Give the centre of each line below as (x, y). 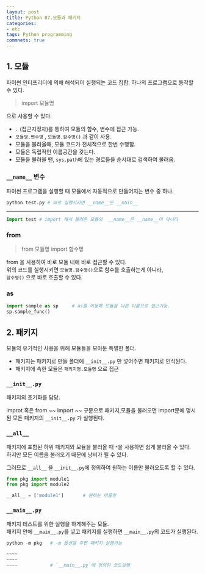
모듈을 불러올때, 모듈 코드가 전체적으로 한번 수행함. (75, 144)
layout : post (23, 12)
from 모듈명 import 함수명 (52, 249)
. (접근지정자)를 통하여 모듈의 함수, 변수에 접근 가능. (77, 129)
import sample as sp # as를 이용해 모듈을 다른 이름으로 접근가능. (88, 306)
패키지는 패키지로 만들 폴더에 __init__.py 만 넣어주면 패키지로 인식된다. (101, 361)
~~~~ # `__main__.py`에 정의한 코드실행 (68, 565)
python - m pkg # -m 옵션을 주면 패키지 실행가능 (64, 543)
